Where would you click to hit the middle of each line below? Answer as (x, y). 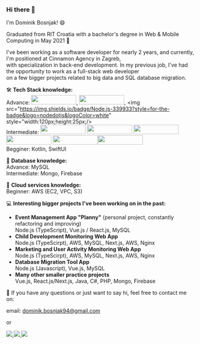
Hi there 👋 (21, 10)
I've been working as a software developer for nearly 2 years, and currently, (100, 52)
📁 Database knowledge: (37, 161)
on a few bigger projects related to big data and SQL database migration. (96, 78)
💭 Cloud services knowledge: (44, 185)
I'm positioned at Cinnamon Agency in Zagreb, (64, 59)
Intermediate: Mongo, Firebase (44, 174)
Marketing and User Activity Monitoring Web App (78, 249)
